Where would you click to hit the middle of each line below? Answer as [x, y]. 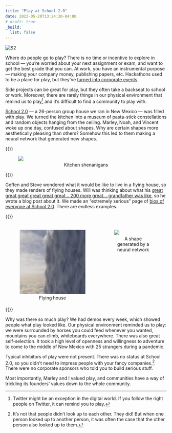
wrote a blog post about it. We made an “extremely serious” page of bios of [85, 201]
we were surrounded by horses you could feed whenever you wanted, [79, 330]
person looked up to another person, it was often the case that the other [89, 420]
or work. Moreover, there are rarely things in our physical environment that [84, 95]
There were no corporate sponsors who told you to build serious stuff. [79, 368]
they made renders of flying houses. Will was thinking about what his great [84, 190]
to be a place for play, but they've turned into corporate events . [72, 80]
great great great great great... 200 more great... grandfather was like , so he [85, 195]
